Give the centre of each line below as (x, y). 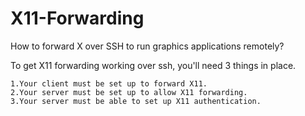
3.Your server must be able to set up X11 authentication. (136, 101)
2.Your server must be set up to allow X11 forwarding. (129, 92)
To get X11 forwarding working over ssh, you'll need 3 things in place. (153, 65)
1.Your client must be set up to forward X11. (109, 83)
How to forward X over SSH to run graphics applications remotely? (147, 46)
